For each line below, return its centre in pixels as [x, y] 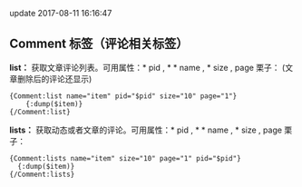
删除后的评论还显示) [54, 79]
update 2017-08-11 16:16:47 [61, 13]
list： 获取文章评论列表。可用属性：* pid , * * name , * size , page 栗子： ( [147, 67]
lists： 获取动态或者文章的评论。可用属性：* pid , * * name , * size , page [146, 130]
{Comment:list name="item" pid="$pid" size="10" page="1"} [123, 96]
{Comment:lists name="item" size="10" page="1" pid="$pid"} [126, 158]
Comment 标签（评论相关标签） [99, 44]
